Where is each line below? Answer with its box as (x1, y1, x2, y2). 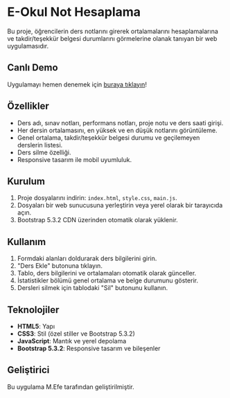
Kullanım (7, 236, 46, 248)
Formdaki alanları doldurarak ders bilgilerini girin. (17, 254, 157, 263)
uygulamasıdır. (7, 42, 49, 50)
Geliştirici (7, 364, 50, 376)
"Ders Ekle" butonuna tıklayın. (17, 262, 103, 270)
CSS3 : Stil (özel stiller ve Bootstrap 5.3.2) (17, 329, 135, 338)
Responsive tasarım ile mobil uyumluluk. (17, 155, 132, 163)
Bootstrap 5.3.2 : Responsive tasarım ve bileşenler (17, 344, 161, 352)
